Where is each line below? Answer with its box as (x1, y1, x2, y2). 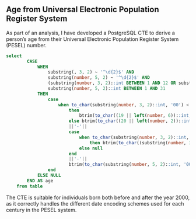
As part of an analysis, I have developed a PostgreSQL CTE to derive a (6, 29, 175, 36)
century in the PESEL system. (6, 206, 77, 213)
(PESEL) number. (6, 41, 47, 48)
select (6, 53, 22, 59)
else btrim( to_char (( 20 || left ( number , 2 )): (68, 118, 181, 124)
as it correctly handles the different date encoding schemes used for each (6, 200, 184, 207)
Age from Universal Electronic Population (6, 5, 159, 15)
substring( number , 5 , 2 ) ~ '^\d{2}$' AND (47, 75, 150, 81)
